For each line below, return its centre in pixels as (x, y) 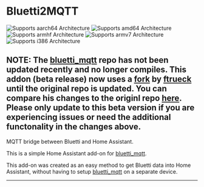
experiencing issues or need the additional (89, 117)
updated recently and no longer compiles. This (97, 70)
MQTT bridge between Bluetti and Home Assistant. (70, 141)
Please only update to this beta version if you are (100, 108)
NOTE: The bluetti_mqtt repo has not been (87, 60)
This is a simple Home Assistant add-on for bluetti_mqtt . (76, 153)
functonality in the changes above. (74, 127)
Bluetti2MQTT (42, 11)
